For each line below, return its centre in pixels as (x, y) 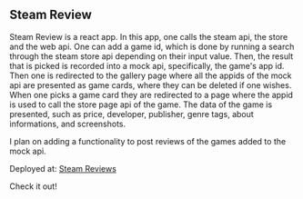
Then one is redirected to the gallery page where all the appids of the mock (151, 75)
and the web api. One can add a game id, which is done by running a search (152, 46)
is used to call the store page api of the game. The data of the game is (141, 104)
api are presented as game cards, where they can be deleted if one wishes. (151, 85)
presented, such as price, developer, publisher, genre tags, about (132, 114)
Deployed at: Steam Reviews (63, 168)
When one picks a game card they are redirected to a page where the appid (151, 95)
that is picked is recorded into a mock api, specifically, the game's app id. (147, 65)
